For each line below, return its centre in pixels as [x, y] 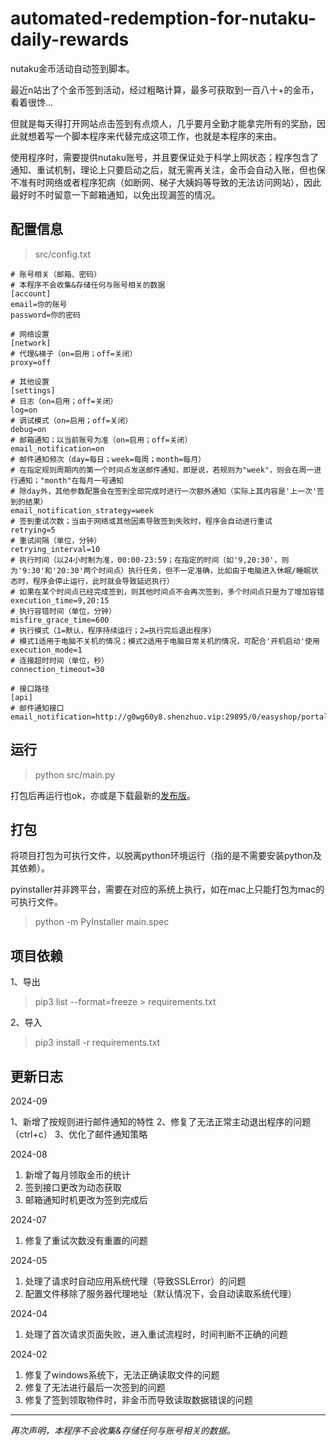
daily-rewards [70, 39]
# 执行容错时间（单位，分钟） [63, 611]
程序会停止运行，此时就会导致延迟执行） [103, 581]
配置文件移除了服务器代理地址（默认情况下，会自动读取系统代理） [160, 1293]
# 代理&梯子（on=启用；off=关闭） [74, 353]
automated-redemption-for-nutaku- [163, 18]
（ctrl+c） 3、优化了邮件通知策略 [79, 1134]
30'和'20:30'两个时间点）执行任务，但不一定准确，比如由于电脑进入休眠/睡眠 [171, 570]
